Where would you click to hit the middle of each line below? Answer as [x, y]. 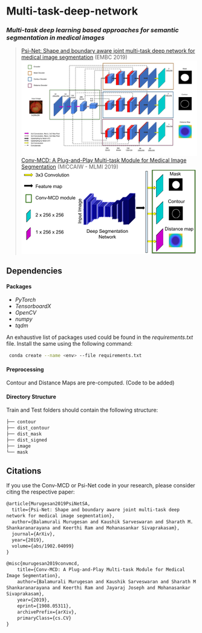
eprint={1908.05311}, [44, 606]
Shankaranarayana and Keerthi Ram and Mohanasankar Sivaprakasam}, [93, 528]
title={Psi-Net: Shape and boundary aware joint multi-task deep [96, 510]
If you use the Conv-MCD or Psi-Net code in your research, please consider [101, 486]
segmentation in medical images [55, 38]
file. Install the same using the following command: [70, 344]
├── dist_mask [24, 434]
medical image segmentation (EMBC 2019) [74, 57]
